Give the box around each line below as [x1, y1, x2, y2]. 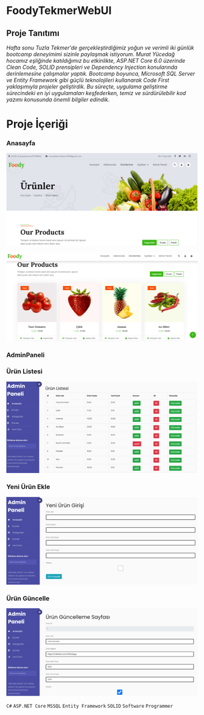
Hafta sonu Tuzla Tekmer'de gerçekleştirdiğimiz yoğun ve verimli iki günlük [6, 44, 194, 51]
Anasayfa [6, 139, 36, 148]
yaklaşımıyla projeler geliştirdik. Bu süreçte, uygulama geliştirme [6, 83, 168, 90]
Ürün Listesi [6, 367, 42, 375]
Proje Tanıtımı [6, 28, 59, 38]
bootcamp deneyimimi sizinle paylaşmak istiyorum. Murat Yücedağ [6, 51, 175, 58]
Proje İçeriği [6, 117, 69, 131]
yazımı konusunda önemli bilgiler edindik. [6, 96, 110, 103]
